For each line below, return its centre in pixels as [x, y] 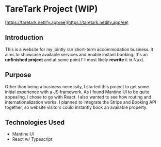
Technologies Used [35, 122]
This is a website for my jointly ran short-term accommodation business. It [79, 49]
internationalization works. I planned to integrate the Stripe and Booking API [81, 102]
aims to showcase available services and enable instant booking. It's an [76, 54]
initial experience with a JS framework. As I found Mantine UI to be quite [77, 92]
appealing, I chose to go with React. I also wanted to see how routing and [78, 97]
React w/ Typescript [32, 139]
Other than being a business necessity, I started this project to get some [77, 86]
